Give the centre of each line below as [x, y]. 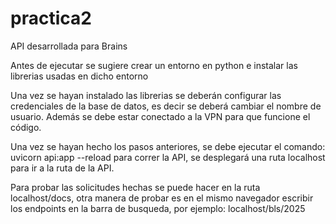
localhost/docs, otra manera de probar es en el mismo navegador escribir [162, 198]
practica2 [51, 18]
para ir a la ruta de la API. [62, 168]
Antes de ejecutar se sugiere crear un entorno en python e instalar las [154, 65]
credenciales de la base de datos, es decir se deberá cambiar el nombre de [166, 106]
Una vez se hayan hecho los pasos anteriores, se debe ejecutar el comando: [168, 146]
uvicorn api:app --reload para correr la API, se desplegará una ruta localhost [168, 157]
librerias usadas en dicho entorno [79, 76]
